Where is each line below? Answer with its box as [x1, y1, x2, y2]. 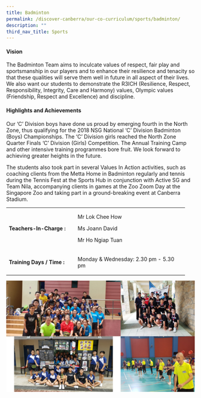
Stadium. [6, 195, 29, 203]
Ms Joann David [77, 225, 118, 232]
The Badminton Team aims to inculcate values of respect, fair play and [6, 61, 180, 68]
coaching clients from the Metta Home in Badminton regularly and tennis [6, 170, 185, 177]
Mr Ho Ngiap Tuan [77, 237, 123, 244]
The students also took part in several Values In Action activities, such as [6, 164, 186, 171]
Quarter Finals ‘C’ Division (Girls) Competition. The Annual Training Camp [6, 139, 187, 146]
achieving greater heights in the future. [6, 152, 102, 159]
